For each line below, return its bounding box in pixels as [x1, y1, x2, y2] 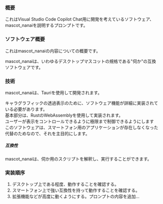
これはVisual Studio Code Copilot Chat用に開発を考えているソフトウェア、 [5, 16, 154, 22]
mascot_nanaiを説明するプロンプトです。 [5, 22, 88, 28]
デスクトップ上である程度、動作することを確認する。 [12, 182, 119, 187]
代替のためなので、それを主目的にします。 [5, 130, 90, 136]
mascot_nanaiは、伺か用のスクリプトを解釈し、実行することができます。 [5, 156, 152, 162]
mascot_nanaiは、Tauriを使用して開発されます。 [5, 89, 102, 96]
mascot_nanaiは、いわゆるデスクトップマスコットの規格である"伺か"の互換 [5, 58, 156, 64]
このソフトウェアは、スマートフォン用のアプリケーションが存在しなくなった [5, 124, 159, 130]
